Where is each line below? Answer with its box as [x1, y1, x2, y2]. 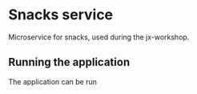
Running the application [8, 55, 131, 69]
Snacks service [8, 6, 114, 24]
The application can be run [8, 76, 98, 86]
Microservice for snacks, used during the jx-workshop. [8, 32, 190, 42]
